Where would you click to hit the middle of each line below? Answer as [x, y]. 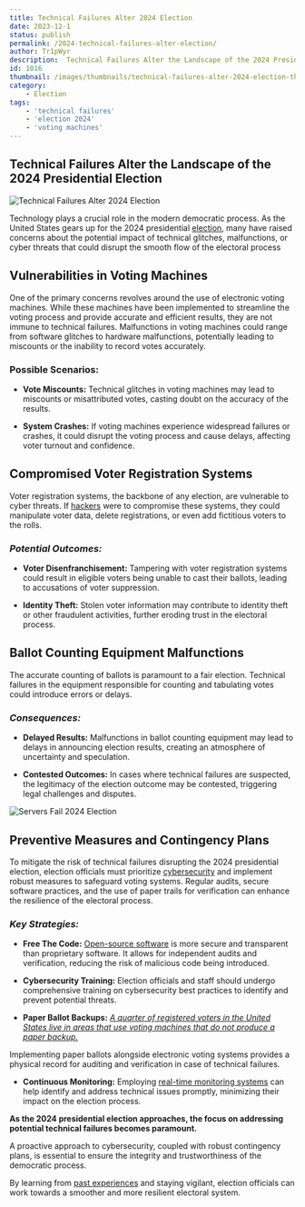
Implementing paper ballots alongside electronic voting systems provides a [150, 1054]
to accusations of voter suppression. [91, 588]
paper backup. [50, 1037]
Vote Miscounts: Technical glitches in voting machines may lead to [148, 389]
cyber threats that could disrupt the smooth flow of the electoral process [145, 247]
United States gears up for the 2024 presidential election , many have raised [151, 227]
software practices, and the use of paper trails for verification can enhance [150, 891]
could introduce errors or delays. [71, 694]
